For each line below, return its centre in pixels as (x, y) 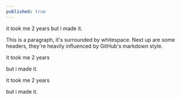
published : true (26, 11)
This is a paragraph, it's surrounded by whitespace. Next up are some (90, 39)
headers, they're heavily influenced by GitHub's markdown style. (85, 46)
